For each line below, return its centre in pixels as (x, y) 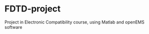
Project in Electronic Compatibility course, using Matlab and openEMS (74, 22)
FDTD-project (33, 9)
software (13, 27)
